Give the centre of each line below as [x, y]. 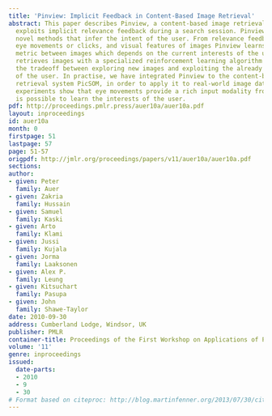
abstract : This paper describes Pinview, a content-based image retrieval [137, 23]
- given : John [32, 302]
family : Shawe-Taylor [52, 309]
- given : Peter [34, 182]
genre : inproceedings [45, 354]
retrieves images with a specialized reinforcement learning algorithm [139, 62]
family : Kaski [39, 219]
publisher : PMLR [36, 332]
